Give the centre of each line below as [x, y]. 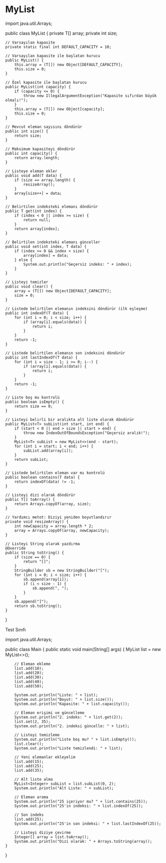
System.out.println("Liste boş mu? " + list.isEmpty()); [75, 739]
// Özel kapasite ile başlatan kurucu [46, 82]
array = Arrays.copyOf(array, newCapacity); [62, 530]
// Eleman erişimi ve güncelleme [49, 713]
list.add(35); [29, 770]
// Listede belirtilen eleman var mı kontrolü [55, 473]
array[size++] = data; [38, 193]
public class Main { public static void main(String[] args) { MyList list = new [83, 649]
